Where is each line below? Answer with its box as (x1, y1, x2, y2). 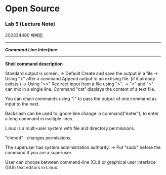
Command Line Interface (5, 47, 58, 53)
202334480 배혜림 (5, 33, 43, 38)
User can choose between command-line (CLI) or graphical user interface (5, 159, 156, 165)
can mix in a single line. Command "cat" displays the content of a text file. (5, 86, 156, 92)
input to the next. (5, 101, 40, 107)
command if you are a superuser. (5, 150, 73, 156)
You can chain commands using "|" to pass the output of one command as (5, 96, 157, 102)
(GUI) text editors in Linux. (5, 165, 59, 171)
